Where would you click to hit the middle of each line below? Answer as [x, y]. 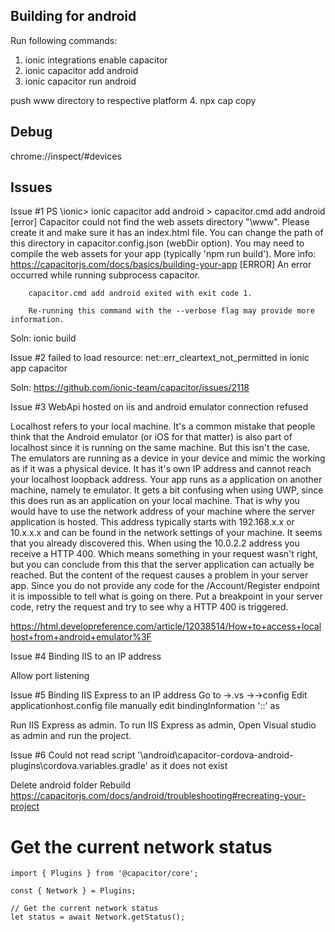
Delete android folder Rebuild [71, 785]
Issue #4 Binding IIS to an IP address [86, 656]
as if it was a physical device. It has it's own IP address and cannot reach [161, 469]
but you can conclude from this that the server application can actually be [162, 565]
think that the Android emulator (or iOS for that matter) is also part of [151, 437]
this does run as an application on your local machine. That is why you [155, 501]
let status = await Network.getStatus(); [98, 917]
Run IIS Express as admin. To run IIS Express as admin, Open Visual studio [163, 725]
